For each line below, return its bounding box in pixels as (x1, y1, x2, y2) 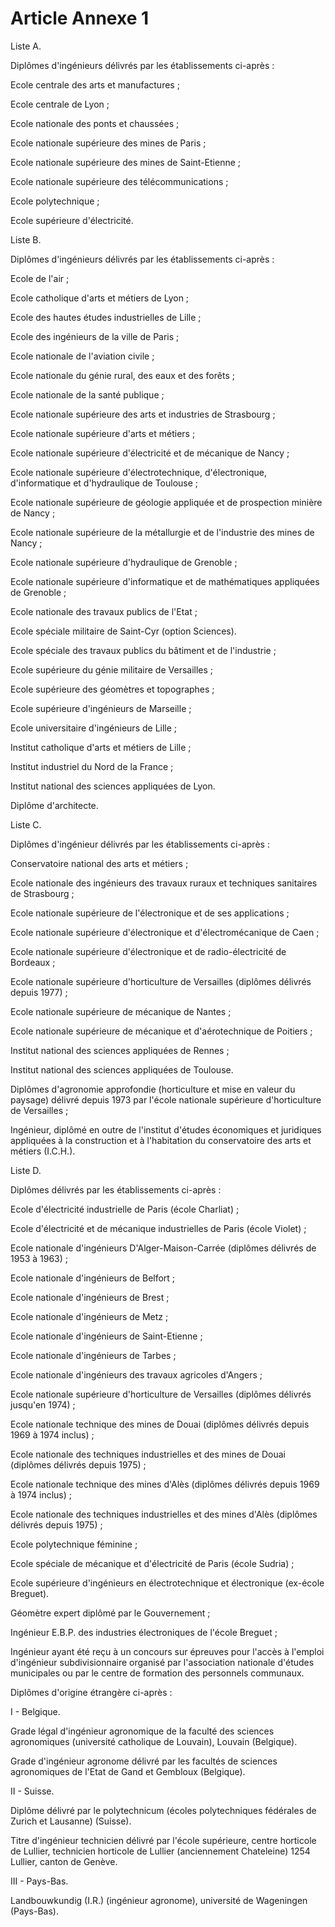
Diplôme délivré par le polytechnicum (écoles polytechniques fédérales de (10, 1804, 317, 1816)
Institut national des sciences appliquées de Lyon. (10, 780, 216, 792)
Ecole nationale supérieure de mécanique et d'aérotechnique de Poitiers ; (10, 1025, 313, 1037)
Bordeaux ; (10, 956, 56, 968)
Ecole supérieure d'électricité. (10, 214, 134, 226)
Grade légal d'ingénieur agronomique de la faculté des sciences (10, 1725, 275, 1737)
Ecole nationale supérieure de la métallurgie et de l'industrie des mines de (10, 526, 315, 538)
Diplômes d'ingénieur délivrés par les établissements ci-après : (10, 838, 270, 850)
